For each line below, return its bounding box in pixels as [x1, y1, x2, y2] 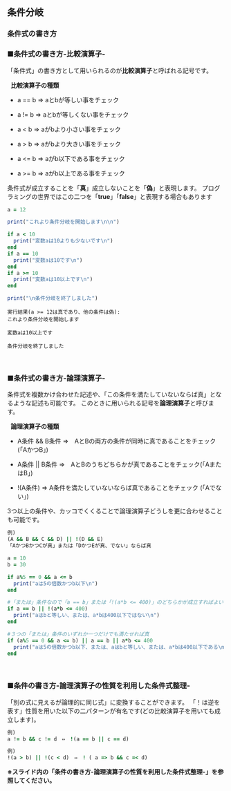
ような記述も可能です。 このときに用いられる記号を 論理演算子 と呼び [12, 399, 209, 408]
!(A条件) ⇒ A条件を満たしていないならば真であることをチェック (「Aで [17, 484, 216, 492]
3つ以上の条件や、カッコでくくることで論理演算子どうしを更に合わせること [7, 507, 223, 515]
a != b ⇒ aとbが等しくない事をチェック [17, 110, 129, 119]
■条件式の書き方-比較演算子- [7, 49, 106, 59]
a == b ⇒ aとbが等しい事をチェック [17, 95, 120, 104]
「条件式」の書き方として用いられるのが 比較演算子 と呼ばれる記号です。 [7, 66, 213, 75]
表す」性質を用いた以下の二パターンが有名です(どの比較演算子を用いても [7, 707, 215, 715]
